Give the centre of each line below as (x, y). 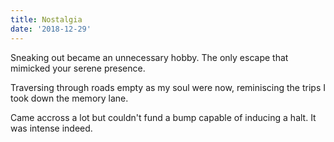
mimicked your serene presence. (78, 68)
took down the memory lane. (69, 98)
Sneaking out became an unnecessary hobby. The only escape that (149, 57)
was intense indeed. (51, 128)
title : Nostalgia (46, 19)
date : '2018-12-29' (51, 29)
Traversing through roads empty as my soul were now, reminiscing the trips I (168, 87)
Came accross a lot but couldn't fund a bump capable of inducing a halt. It (163, 117)
